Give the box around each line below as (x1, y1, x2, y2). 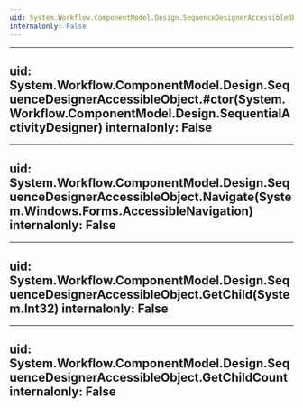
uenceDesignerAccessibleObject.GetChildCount (9, 370, 289, 385)
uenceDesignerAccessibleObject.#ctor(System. (9, 91, 287, 107)
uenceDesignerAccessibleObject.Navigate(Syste (9, 189, 292, 204)
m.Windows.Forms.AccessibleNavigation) (9, 203, 254, 218)
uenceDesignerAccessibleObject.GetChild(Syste (9, 286, 290, 302)
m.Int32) (9, 301, 60, 316)
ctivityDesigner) (9, 119, 104, 135)
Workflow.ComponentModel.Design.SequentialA (9, 106, 291, 121)
